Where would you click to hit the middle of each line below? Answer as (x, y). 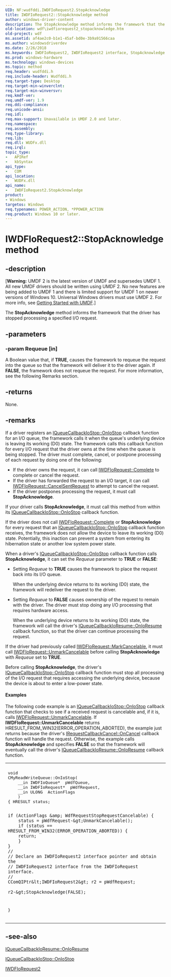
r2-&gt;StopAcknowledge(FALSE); (47, 892)
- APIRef (17, 157)
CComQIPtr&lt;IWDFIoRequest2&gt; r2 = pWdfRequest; (72, 882)
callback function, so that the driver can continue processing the (80, 631)
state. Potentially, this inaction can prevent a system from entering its (78, 538)
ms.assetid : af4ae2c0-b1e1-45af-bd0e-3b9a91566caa (60, 39)
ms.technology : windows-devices (39, 62)
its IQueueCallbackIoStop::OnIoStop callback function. (62, 512)
